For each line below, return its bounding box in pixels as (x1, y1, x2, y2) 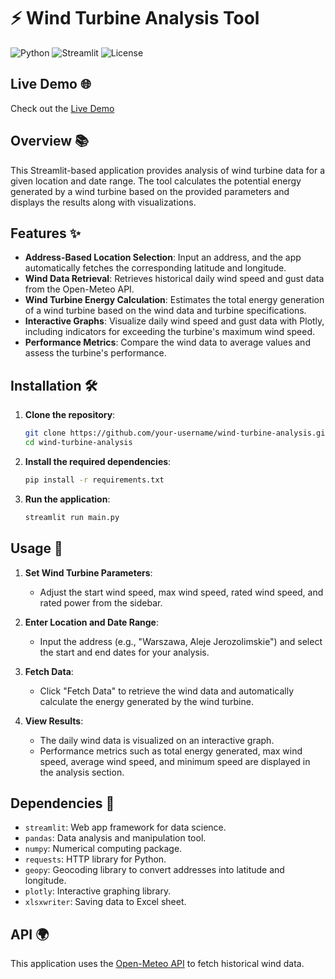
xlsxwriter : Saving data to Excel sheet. (24, 896, 187, 908)
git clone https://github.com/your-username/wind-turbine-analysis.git (24, 428, 330, 439)
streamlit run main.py (24, 512, 120, 522)
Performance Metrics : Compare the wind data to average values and (24, 336, 311, 349)
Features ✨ (10, 225, 81, 242)
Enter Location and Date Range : (24, 616, 159, 628)
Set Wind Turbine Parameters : (24, 566, 153, 579)
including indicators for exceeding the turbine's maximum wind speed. (24, 326, 316, 338)
